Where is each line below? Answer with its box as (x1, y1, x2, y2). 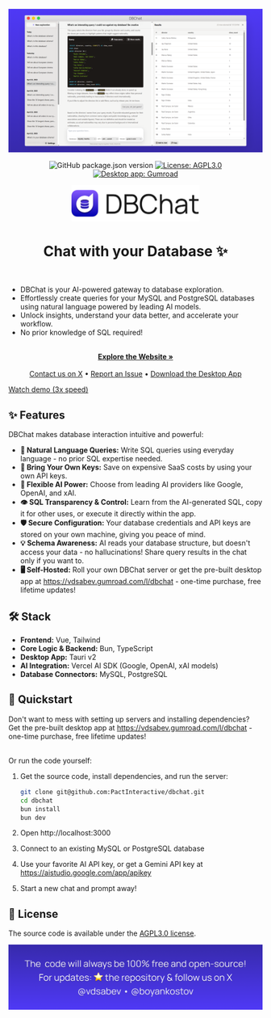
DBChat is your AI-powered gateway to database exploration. (19, 284, 224, 295)
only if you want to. (19, 556, 85, 566)
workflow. (19, 319, 53, 329)
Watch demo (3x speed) (8, 385, 89, 394)
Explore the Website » (98, 352, 173, 362)
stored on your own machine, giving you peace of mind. (19, 530, 206, 540)
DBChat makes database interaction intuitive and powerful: (8, 430, 204, 440)
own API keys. (19, 471, 68, 481)
